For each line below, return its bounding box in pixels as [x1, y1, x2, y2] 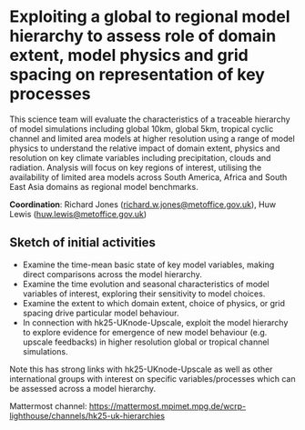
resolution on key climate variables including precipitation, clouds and [9, 152, 271, 163]
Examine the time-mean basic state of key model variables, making [22, 259, 275, 270]
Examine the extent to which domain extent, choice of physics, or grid [22, 297, 285, 308]
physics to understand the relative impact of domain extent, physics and [9, 143, 280, 154]
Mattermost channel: [9, 400, 88, 411]
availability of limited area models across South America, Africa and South [9, 171, 288, 183]
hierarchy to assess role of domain [9, 25, 277, 46]
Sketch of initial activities [9, 235, 157, 251]
